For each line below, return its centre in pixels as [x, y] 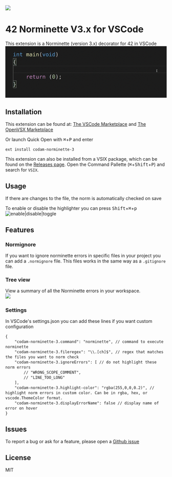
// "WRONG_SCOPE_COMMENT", [52, 373]
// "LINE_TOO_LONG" [45, 378]
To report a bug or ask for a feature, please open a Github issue [72, 442]
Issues [16, 429]
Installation [24, 112]
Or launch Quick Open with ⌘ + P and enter [49, 140]
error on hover [21, 408]
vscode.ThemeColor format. [34, 398]
